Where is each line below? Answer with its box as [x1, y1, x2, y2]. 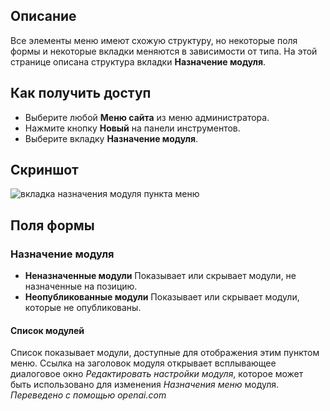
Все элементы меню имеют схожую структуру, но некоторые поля [10, 34, 298, 46]
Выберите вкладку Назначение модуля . [24, 132, 199, 144]
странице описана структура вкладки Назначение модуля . [10, 55, 267, 68]
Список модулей [10, 324, 85, 336]
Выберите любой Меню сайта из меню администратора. [24, 111, 270, 123]
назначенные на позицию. [24, 280, 138, 293]
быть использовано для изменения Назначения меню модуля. [10, 379, 280, 391]
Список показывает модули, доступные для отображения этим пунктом [10, 347, 320, 359]
